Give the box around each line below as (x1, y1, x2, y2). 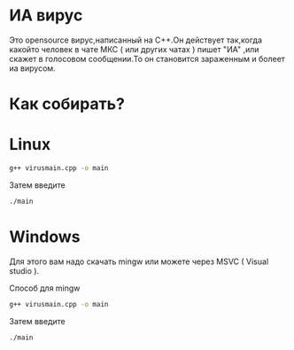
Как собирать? (9, 94, 126, 114)
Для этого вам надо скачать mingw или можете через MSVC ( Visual (9, 256, 269, 267)
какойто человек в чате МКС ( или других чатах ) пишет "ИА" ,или (9, 43, 259, 54)
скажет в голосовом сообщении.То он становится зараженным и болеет (9, 53, 286, 64)
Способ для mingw (9, 283, 81, 293)
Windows (9, 227, 81, 246)
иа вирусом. (9, 63, 56, 74)
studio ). (9, 265, 40, 276)
